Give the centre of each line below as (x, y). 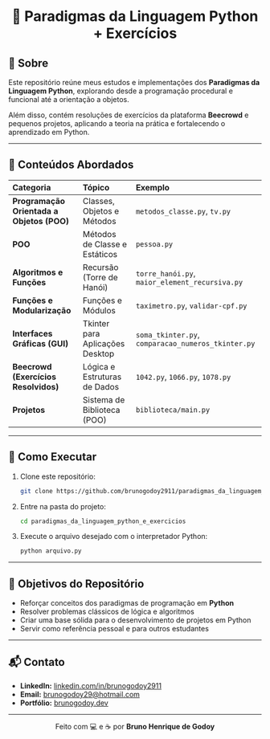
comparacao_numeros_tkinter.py (195, 343)
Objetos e (101, 210)
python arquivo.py (51, 551)
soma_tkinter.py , (168, 334)
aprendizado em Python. (49, 132)
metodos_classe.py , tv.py (183, 210)
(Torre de (100, 277)
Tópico (96, 187)
